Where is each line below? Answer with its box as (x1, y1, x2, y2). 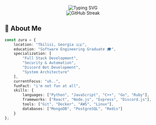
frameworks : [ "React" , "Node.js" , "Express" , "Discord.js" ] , (22, 97, 152, 102)
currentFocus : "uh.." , (13, 79, 61, 83)
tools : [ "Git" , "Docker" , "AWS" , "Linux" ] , (22, 102, 114, 107)
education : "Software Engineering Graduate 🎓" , (13, 46, 116, 51)
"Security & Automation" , (22, 60, 77, 66)
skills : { (13, 88, 34, 93)
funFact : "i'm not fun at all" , (13, 83, 80, 88)
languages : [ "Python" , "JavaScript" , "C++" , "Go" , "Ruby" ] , (22, 92, 150, 98)
